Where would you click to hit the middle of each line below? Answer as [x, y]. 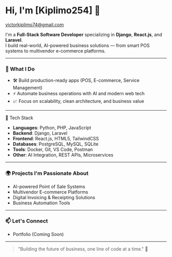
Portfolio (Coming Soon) [38, 234]
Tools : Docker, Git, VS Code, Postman [53, 149]
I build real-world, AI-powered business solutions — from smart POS [78, 45]
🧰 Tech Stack [19, 118]
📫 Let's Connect [27, 221]
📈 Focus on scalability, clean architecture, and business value [78, 101]
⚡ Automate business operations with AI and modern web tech [79, 94]
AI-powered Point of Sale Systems [49, 186]
